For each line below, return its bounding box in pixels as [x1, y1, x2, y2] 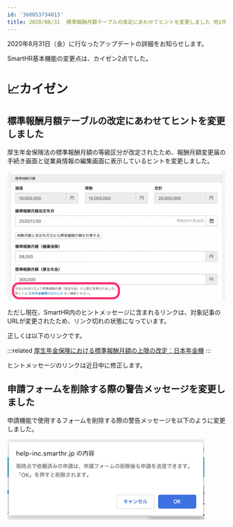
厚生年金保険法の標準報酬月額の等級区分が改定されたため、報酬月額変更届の [7, 148, 226, 156]
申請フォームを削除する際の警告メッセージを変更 [7, 383, 216, 395]
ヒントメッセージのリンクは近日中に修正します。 [7, 361, 147, 369]
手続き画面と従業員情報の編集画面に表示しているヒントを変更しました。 [7, 156, 214, 165]
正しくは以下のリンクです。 [7, 331, 86, 340]
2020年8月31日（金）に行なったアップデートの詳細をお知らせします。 [7, 39, 208, 48]
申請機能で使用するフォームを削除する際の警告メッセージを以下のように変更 [7, 416, 226, 424]
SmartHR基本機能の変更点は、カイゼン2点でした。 [7, 54, 153, 62]
